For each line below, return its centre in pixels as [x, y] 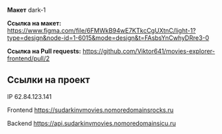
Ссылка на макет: [34, 23]
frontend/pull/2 [29, 58]
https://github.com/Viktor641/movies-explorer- [148, 51]
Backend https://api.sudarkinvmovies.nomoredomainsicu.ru [92, 123]
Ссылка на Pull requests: [44, 51]
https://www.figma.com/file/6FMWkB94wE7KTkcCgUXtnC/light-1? [101, 31]
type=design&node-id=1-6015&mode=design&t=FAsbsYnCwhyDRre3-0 [108, 38]
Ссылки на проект [49, 80]
